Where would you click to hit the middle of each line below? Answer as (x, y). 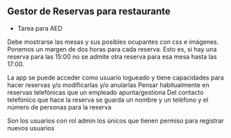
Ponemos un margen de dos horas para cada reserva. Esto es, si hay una (112, 49)
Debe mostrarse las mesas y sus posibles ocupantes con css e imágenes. (113, 42)
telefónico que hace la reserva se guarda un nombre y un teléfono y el (108, 100)
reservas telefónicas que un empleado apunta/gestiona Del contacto (105, 92)
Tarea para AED (40, 28)
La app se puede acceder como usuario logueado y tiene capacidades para (115, 77)
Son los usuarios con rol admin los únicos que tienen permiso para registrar (115, 121)
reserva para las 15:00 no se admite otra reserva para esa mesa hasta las (112, 56)
